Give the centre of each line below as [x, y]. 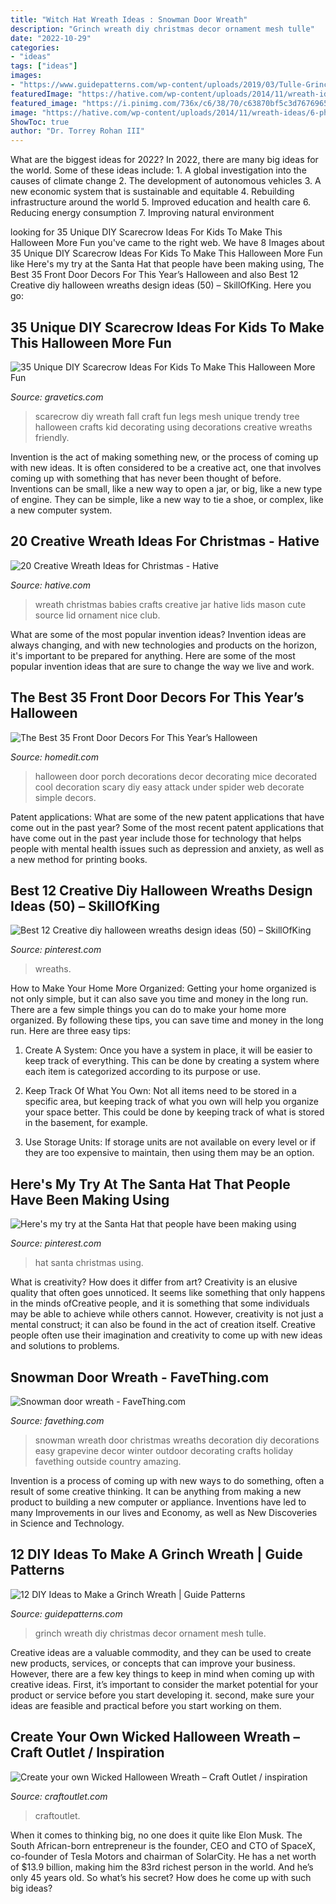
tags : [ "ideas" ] [44, 66]
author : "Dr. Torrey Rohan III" [77, 131]
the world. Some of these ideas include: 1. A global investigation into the [158, 170]
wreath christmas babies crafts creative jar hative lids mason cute [170, 604]
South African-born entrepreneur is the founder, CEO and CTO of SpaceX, [163, 1845]
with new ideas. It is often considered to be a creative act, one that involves [166, 467]
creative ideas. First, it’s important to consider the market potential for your [164, 1684]
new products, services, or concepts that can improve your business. [153, 1663]
